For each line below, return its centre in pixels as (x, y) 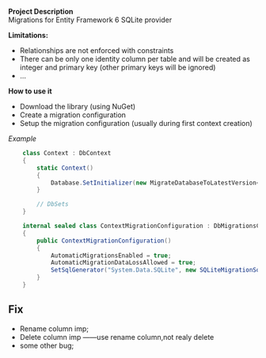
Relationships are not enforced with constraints (97, 50)
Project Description (41, 11)
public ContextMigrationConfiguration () (104, 241)
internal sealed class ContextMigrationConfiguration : (117, 226)
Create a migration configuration (73, 115)
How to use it (30, 91)
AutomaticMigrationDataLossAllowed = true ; (123, 263)
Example (23, 139)
